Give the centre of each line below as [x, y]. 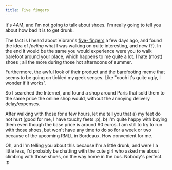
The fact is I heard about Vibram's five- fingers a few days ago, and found [84, 40]
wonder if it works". [26, 83]
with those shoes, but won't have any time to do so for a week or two [78, 130]
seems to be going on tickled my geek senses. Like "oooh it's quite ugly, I [83, 77]
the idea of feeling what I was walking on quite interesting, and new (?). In [83, 45]
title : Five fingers [27, 10]
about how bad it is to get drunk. [40, 30]
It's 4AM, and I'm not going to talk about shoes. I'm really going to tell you [83, 25]
